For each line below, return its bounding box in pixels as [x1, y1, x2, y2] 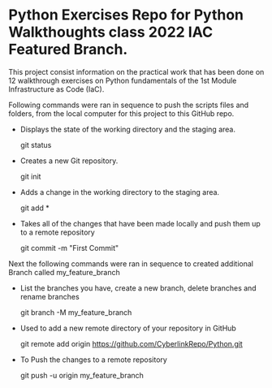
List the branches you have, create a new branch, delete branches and [19, 282, 257, 293]
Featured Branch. [8, 41, 128, 58]
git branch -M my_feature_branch [19, 307, 132, 317]
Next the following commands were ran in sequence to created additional [8, 258, 254, 269]
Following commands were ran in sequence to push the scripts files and [8, 100, 249, 110]
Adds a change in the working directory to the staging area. [19, 187, 220, 196]
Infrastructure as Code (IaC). [8, 84, 105, 94]
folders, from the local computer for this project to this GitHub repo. [8, 108, 235, 119]
